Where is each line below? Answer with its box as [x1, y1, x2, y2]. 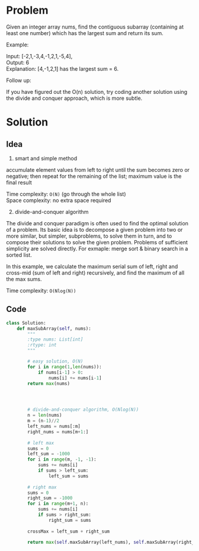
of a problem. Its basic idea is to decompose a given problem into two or [6, 226, 183, 233]
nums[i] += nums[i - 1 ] [48, 375, 102, 381]
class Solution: [6, 320, 46, 326]
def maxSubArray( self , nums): [17, 325, 92, 332]
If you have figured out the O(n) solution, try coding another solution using [6, 88, 188, 95]
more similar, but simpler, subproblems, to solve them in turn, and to [6, 232, 172, 240]
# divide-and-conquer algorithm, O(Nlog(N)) [27, 407, 139, 413]
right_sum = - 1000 [27, 495, 73, 501]
